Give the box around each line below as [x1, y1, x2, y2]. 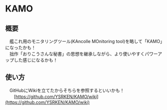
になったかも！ [5, 44, 36, 50]
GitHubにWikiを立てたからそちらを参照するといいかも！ [9, 87, 125, 93]
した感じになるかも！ [13, 57, 58, 63]
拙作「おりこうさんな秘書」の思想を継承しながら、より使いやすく [9, 51, 145, 56]
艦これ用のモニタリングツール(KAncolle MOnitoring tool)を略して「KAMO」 [9, 38, 163, 44]
